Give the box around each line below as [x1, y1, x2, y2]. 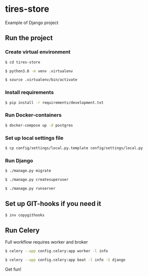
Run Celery [5, 226, 40, 234]
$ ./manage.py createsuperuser [5, 177, 69, 182]
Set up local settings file [5, 134, 63, 141]
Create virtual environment [5, 49, 71, 55]
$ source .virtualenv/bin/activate [5, 77, 78, 82]
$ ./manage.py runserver [5, 186, 56, 191]
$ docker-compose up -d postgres [5, 123, 73, 128]
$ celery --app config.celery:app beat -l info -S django [5, 257, 126, 263]
